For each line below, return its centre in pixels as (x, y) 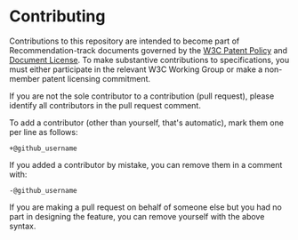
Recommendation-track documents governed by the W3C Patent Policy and (148, 50)
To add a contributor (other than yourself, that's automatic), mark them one (147, 123)
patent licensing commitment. (96, 78)
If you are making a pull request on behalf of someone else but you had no (145, 207)
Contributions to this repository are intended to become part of (125, 41)
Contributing (57, 16)
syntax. (23, 226)
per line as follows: (44, 132)
